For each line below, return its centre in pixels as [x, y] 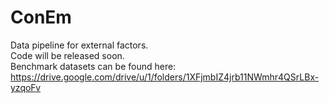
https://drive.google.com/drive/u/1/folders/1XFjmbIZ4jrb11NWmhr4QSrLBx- [165, 77]
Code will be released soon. [67, 55]
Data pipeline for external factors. [79, 45]
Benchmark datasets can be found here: [93, 66]
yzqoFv [26, 87]
